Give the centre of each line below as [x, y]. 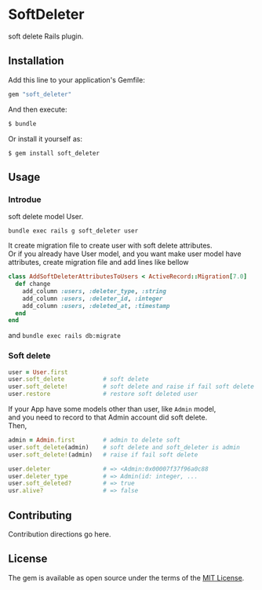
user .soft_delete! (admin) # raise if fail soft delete [103, 454]
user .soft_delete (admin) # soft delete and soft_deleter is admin [124, 447]
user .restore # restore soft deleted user [103, 394]
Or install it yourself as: [45, 138]
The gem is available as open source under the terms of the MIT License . [126, 577]
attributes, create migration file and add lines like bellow [98, 262]
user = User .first [38, 372]
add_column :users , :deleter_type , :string [95, 291]
